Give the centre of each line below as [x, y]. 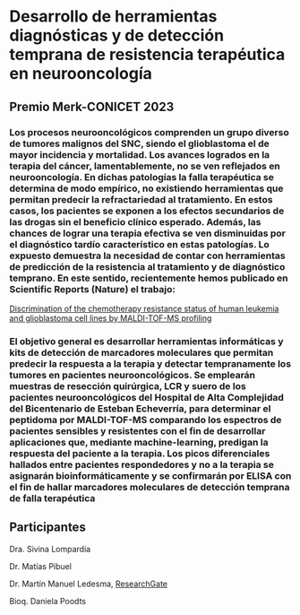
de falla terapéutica [52, 498]
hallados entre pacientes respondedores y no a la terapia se [142, 464]
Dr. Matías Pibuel [40, 566]
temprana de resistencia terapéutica [147, 55]
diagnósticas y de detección [117, 35]
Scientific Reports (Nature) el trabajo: [93, 289]
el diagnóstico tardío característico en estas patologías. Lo [140, 244]
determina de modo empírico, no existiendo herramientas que [146, 188]
